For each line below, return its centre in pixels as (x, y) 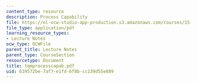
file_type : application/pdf (40, 28)
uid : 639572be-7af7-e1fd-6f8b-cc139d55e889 (60, 71)
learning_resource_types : (38, 33)
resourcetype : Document (35, 60)
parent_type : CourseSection (40, 55)
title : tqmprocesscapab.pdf (40, 66)
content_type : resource (35, 11)
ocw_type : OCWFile (28, 44)
